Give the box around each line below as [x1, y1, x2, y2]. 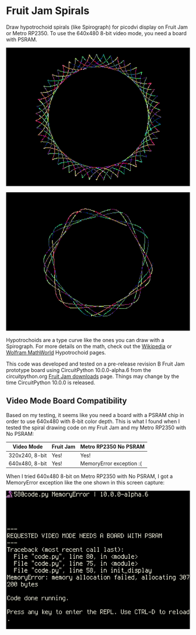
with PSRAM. [6, 36, 37, 43]
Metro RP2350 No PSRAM [80, 443, 145, 450]
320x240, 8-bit [8, 452, 47, 459]
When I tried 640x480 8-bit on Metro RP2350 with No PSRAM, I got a [6, 473, 173, 480]
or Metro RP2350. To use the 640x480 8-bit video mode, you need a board [6, 29, 187, 36]
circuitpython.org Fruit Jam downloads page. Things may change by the [6, 373, 180, 380]
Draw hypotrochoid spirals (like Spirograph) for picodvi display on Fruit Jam [6, 23, 188, 30]
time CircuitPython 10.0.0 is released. [6, 379, 96, 386]
